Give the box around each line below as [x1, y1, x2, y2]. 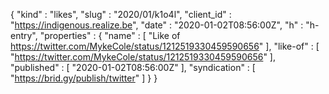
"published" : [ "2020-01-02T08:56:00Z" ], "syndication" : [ [10, 62, 256, 73]
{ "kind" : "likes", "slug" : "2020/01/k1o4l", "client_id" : [10, 9, 232, 20]
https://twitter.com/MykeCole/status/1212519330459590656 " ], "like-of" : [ [10, 40, 320, 52]
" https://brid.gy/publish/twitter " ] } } [10, 72, 158, 84]
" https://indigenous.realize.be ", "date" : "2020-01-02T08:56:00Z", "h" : [10, 19, 304, 31]
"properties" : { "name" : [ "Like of [39, 30, 181, 41]
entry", [10, 30, 38, 41]
